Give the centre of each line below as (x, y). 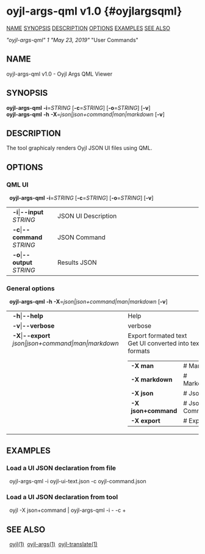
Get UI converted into (158, 344)
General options (31, 288)
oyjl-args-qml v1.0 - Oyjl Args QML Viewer (59, 74)
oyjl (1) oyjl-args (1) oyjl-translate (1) (53, 544)
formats (139, 351)
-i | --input (28, 212)
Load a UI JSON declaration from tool (62, 497)
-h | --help (28, 316)
